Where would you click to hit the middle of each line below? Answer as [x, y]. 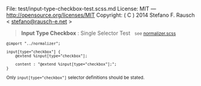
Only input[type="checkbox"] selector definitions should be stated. [75, 78]
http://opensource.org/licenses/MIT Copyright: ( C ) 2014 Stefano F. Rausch [101, 15]
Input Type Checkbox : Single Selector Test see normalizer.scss [98, 33]
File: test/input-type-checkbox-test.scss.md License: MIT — [81, 9]
